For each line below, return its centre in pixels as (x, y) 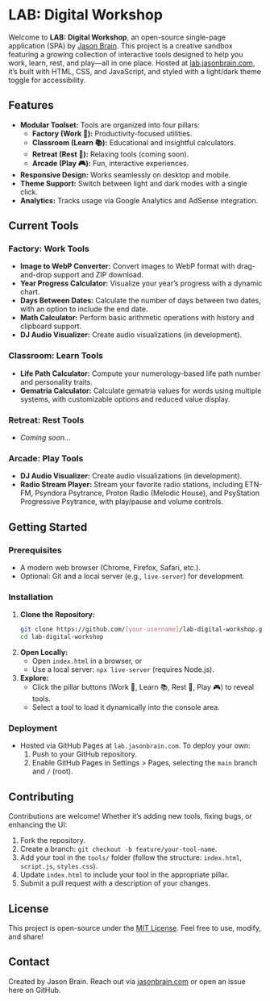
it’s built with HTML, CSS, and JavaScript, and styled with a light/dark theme (135, 71)
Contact (29, 962)
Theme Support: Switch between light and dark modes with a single (133, 183)
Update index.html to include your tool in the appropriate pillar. (125, 875)
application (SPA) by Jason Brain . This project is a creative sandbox (120, 45)
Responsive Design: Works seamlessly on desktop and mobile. (125, 174)
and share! (26, 936)
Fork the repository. (53, 840)
